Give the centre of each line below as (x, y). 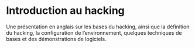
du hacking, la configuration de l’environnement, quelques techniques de (94, 32)
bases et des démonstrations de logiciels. (56, 39)
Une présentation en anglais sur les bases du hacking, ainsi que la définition (98, 27)
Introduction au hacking (65, 11)
